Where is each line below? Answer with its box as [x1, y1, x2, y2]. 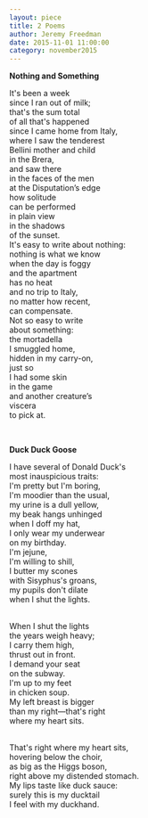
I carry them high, [9, 640, 75, 650]
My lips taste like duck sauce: [9, 781, 119, 791]
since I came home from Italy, [9, 126, 119, 136]
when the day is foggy [9, 258, 92, 269]
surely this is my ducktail [9, 789, 101, 800]
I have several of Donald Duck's [9, 462, 127, 472]
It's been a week [9, 88, 70, 99]
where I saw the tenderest [9, 135, 105, 146]
